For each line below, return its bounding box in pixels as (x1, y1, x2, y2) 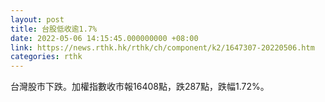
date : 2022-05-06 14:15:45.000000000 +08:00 (10, 33, 199, 43)
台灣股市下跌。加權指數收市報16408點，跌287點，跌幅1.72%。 (10, 81, 270, 93)
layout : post (10, 14, 65, 25)
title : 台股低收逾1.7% (10, 24, 98, 34)
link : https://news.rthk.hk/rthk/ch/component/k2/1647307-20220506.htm (10, 42, 315, 53)
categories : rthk (10, 52, 83, 62)
